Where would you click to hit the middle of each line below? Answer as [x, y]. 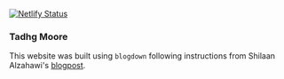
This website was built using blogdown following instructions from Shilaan [142, 56]
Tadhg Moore [39, 36]
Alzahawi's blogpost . [47, 66]
